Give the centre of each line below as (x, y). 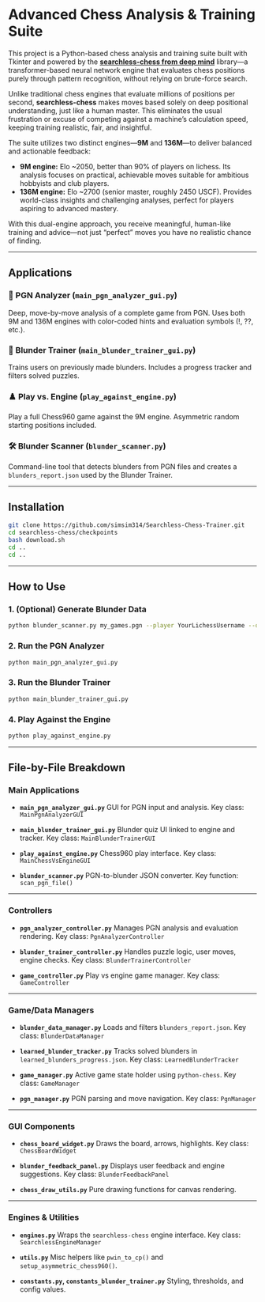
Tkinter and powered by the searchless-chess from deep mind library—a (128, 62)
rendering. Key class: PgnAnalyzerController (92, 936)
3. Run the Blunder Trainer (60, 683)
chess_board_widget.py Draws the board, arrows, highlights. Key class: (134, 1144)
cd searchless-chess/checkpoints (63, 533)
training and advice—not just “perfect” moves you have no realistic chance (130, 232)
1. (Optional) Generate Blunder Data (78, 609)
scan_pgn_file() (46, 884)
